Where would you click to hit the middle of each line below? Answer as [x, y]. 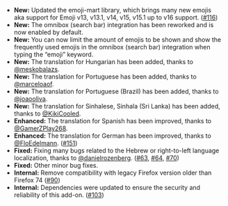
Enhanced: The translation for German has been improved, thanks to [113, 136]
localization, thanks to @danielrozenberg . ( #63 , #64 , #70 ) [96, 158]
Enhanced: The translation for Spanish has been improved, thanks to [113, 121]
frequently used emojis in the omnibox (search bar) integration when [112, 47]
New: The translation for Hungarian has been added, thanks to [103, 62]
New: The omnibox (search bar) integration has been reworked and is [114, 25]
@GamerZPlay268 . [41, 128]
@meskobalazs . [36, 69]
